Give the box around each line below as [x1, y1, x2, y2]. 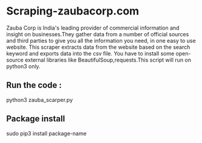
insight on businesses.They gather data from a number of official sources [6, 30, 189, 37]
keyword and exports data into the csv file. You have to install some [6, 49, 175, 57]
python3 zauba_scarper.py [6, 96, 73, 103]
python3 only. [6, 62, 41, 70]
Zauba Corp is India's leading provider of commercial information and [6, 24, 180, 31]
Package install [6, 113, 65, 124]
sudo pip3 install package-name [6, 130, 86, 137]
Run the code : [6, 80, 62, 91]
